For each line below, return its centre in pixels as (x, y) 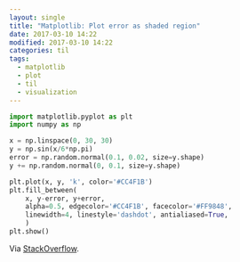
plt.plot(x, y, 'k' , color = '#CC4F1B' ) (81, 182)
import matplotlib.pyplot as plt (71, 117)
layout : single (37, 17)
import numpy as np (45, 125)
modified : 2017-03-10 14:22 (61, 42)
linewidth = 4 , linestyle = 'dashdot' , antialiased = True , (127, 215)
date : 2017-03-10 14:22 (53, 34)
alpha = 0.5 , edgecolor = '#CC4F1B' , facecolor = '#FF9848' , (129, 207)
